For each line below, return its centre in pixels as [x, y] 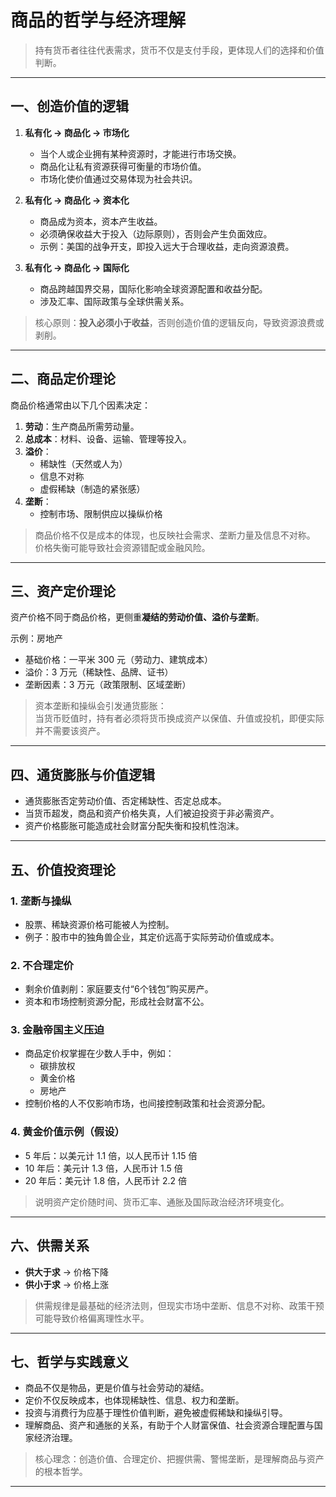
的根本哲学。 [61, 1472]
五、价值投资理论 [63, 869]
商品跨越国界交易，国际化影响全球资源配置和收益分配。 [153, 288]
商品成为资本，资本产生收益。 [101, 221]
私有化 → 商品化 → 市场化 [77, 132]
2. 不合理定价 [42, 965]
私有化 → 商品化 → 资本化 [77, 200]
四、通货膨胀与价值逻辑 [82, 774]
